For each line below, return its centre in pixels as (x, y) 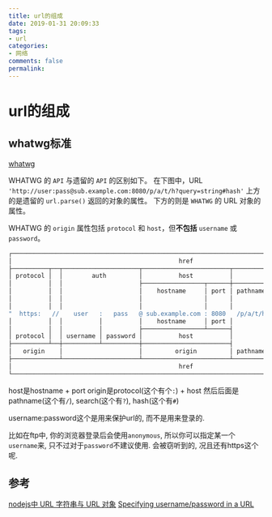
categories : (28, 46)
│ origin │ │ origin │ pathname (137, 352)
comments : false (36, 62)
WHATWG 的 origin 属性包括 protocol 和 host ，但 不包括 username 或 (123, 228)
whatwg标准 (40, 144)
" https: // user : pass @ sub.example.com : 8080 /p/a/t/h (137, 314)
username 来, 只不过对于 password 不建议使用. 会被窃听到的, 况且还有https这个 (134, 445)
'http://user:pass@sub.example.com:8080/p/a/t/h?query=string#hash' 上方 (134, 190)
